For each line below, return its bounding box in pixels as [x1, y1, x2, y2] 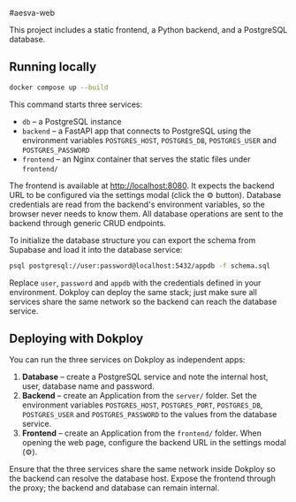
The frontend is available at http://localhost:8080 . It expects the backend [9, 180, 275, 191]
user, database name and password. [21, 381, 155, 392]
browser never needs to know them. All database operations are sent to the [9, 208, 284, 219]
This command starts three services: [9, 99, 143, 110]
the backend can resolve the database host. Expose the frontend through [9, 473, 276, 484]
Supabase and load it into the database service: [9, 244, 183, 255]
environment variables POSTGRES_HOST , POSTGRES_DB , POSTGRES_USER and [21, 134, 277, 145]
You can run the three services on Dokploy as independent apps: [9, 354, 246, 365]
